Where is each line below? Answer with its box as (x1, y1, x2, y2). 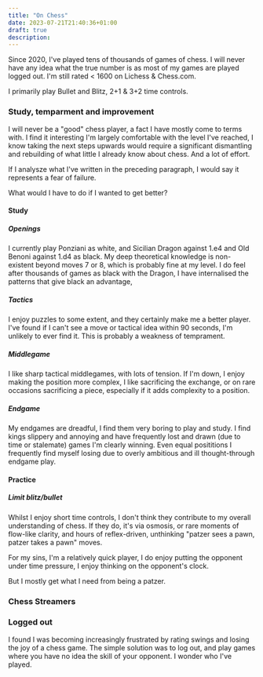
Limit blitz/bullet (8, 493, 63, 502)
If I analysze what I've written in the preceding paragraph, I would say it (8, 164, 239, 173)
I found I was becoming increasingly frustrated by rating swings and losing (8, 635, 250, 644)
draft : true (8, 26, 47, 34)
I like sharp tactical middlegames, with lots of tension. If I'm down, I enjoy (8, 369, 245, 379)
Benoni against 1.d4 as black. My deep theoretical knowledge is (8, 252, 214, 261)
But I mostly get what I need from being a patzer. (8, 576, 166, 585)
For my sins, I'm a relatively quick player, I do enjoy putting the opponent (8, 552, 243, 562)
